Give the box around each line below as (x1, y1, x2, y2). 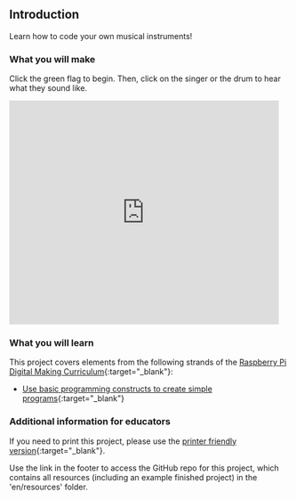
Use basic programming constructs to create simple (21, 383, 213, 395)
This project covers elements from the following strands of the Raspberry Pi (9, 357, 287, 368)
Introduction (9, 7, 80, 22)
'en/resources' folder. (9, 481, 89, 492)
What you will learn (9, 337, 95, 349)
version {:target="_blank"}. (9, 445, 106, 455)
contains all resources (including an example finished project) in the (9, 471, 258, 482)
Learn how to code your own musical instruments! (9, 30, 193, 41)
